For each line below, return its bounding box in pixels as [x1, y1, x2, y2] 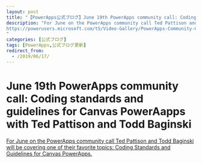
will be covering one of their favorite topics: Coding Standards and [6, 143, 171, 150]
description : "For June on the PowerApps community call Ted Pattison [6, 20, 187, 26]
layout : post [6, 8, 39, 15]
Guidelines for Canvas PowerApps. [6, 150, 93, 157]
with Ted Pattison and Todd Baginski [6, 117, 192, 131]
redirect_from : [6, 48, 44, 54]
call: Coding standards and [6, 92, 144, 105]
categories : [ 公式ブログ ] [6, 37, 67, 43]
